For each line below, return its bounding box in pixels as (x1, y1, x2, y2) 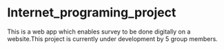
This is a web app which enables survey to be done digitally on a (7, 27, 191, 36)
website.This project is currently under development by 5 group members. (7, 34, 218, 42)
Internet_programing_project (7, 5, 176, 21)
